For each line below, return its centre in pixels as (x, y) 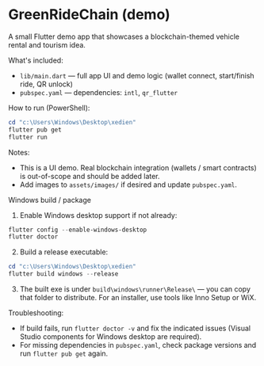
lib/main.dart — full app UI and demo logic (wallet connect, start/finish (137, 75)
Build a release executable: (64, 252)
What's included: (36, 60)
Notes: (19, 152)
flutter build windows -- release (63, 274)
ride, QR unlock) (46, 84)
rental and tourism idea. (47, 44)
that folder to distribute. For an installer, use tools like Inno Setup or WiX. (138, 298)
